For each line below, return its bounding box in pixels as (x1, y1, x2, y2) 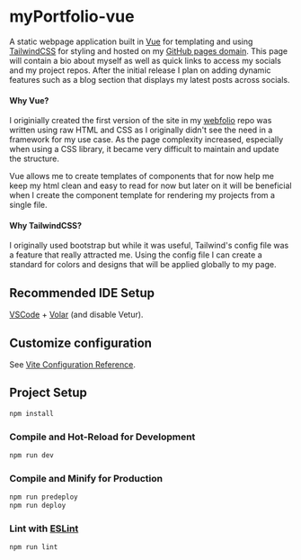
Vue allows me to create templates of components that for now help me (9, 171, 274, 182)
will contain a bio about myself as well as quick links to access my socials (9, 55, 281, 66)
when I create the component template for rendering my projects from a (9, 190, 276, 201)
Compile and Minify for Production (9, 472, 164, 484)
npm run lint (9, 543, 58, 552)
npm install (9, 409, 54, 418)
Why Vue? (9, 95, 49, 105)
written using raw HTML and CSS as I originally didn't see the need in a (9, 124, 273, 136)
